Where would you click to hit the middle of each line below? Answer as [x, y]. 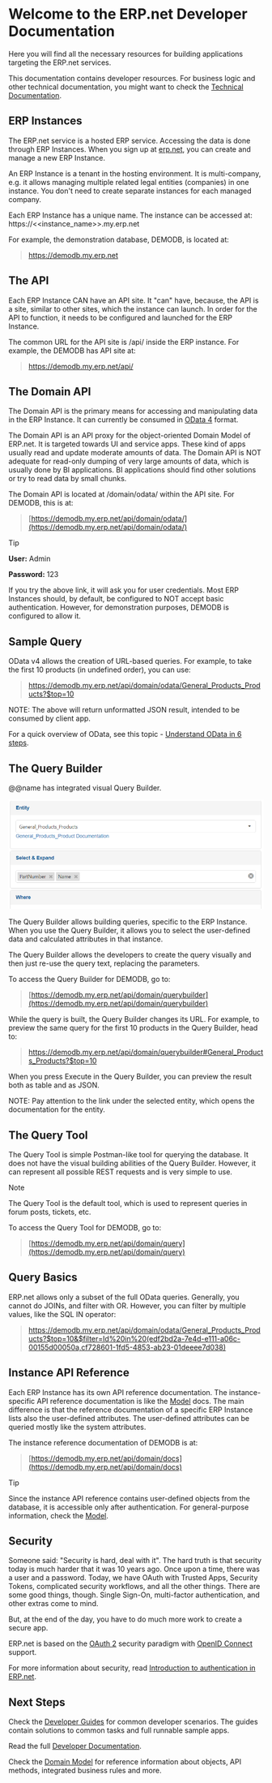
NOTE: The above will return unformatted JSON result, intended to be [124, 710]
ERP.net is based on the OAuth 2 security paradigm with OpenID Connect [131, 1643]
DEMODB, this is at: [41, 503]
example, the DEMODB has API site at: [72, 351]
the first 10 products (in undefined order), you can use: [100, 670]
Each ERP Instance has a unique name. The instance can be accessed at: [130, 215]
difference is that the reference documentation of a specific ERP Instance [131, 1410]
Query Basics [43, 1278]
